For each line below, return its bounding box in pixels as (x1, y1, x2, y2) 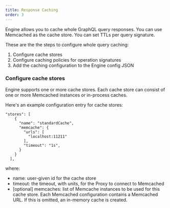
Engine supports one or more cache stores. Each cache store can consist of (5, 86, 165, 92)
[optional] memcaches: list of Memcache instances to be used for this (12, 186, 160, 192)
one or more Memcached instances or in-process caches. (5, 92, 128, 98)
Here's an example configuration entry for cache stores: (5, 101, 124, 108)
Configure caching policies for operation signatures (12, 57, 122, 63)
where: (5, 165, 20, 171)
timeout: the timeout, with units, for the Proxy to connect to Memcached (12, 180, 164, 187)
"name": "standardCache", (18, 120, 74, 125)
